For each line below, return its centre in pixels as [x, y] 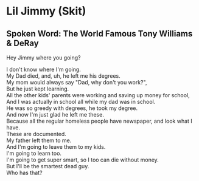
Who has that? [24, 172]
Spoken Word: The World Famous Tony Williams [100, 34]
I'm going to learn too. [34, 153]
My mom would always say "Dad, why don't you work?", [77, 82]
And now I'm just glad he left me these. [55, 114]
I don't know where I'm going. [44, 69]
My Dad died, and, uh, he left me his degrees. [63, 76]
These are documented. [37, 134]
